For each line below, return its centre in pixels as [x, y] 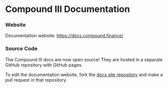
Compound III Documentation [68, 9]
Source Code [21, 48]
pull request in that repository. [36, 80]
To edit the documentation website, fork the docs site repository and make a [84, 74]
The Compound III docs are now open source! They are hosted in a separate [84, 59]
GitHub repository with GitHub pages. [44, 65]
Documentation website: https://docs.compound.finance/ [64, 35]
